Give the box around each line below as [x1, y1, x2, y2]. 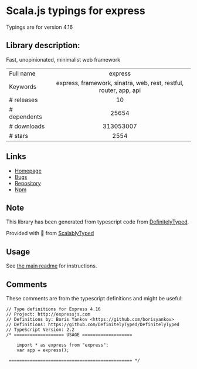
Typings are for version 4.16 [6, 23, 73, 31]
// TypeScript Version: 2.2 [6, 327, 75, 333]
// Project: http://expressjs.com [6, 312, 91, 317]
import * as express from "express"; [16, 342, 109, 348]
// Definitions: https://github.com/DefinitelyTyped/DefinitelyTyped [6, 321, 180, 327]
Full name [9, 69, 36, 77]
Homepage [14, 167, 42, 174]
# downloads [9, 122, 45, 130]
